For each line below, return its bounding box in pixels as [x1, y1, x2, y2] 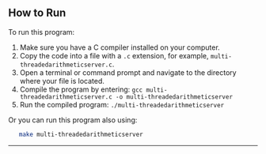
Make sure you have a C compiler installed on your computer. [19, 43, 220, 52]
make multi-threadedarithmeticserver [18, 130, 144, 138]
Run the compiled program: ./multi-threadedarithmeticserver [19, 100, 224, 109]
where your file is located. [19, 76, 105, 85]
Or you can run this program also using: [8, 115, 138, 125]
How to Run [8, 6, 66, 20]
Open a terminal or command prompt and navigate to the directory [19, 67, 237, 77]
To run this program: [8, 27, 75, 36]
